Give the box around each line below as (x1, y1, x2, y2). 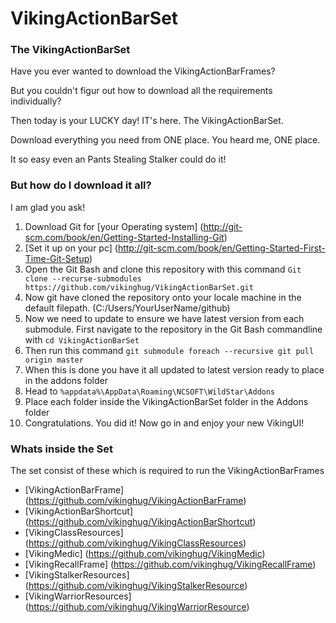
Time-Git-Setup (24, 252, 90, 264)
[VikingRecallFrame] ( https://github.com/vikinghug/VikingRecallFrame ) (24, 558, 317, 571)
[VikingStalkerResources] (24, 569, 130, 581)
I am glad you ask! (10, 201, 86, 213)
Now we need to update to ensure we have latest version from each (24, 312, 305, 324)
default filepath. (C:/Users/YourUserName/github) (24, 302, 231, 314)
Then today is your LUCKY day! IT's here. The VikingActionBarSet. (10, 115, 284, 127)
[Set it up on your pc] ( (24, 242, 118, 254)
